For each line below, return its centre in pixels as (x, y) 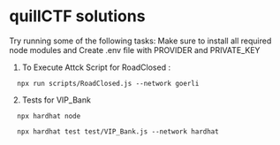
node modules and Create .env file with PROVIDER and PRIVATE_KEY (135, 50)
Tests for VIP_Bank (56, 100)
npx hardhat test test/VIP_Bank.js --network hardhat (118, 131)
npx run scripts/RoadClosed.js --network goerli (108, 83)
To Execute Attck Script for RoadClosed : (96, 67)
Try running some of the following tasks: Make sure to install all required (140, 41)
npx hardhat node (49, 116)
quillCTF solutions (77, 16)
